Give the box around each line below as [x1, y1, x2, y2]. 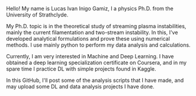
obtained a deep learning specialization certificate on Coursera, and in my [6, 59, 187, 66]
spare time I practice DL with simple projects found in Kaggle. [6, 65, 156, 72]
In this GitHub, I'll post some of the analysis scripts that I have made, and [6, 77, 184, 84]
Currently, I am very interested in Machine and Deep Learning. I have [6, 53, 174, 59]
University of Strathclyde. [6, 11, 69, 18]
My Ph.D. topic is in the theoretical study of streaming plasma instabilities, [6, 23, 187, 29]
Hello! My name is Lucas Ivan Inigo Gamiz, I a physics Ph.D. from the [6, 5, 173, 12]
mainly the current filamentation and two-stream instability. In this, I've [6, 29, 178, 36]
